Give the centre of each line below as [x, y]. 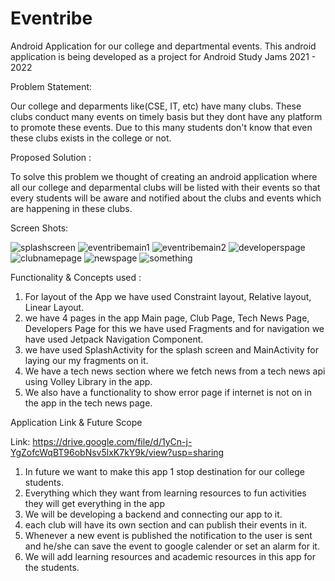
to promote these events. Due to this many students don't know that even [161, 127]
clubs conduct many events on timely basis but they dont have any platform [166, 116]
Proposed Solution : [51, 157]
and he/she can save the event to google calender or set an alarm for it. [172, 546]
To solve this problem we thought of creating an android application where [164, 176]
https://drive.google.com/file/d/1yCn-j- [112, 441]
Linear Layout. [54, 307]
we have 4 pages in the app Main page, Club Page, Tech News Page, [167, 318]
